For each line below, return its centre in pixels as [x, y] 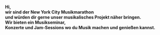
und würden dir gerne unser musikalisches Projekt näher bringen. [73, 17]
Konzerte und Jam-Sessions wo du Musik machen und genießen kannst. [80, 27]
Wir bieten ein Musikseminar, [35, 22]
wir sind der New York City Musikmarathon [50, 12]
